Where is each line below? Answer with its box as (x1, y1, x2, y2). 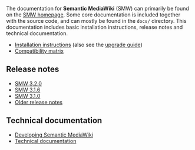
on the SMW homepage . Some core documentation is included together (6, 11, 181, 18)
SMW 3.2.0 (14, 80, 42, 87)
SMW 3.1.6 (14, 86, 41, 93)
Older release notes (14, 98, 63, 105)
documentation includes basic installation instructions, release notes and (6, 23, 183, 30)
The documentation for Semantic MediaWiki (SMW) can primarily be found (6, 5, 190, 12)
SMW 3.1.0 (14, 92, 41, 99)
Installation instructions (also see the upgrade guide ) (14, 41, 143, 48)
